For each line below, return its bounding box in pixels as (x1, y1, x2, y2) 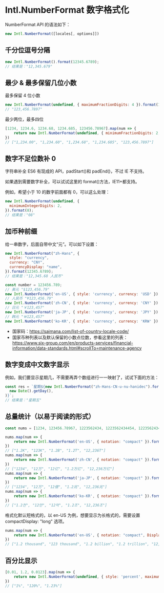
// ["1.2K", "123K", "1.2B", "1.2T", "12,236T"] (5, 448, 106, 453)
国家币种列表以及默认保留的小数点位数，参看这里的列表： (12, 334, 128, 340)
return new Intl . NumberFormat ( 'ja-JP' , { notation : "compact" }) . (14, 475, 152, 481)
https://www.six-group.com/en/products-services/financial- (12, 340, 133, 346)
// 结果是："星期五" (5, 398, 42, 403)
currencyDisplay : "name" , (9, 264, 62, 269)
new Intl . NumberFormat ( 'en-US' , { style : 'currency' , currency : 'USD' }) (5, 291, 159, 296)
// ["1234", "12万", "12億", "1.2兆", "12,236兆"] (5, 484, 107, 489)
